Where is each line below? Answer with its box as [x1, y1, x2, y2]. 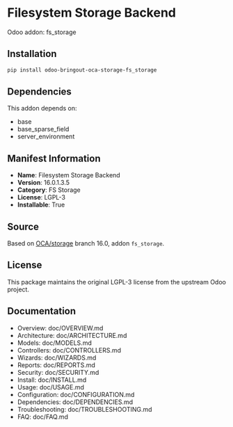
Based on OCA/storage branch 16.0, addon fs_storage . [7, 239, 165, 248]
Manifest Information [7, 152, 101, 164]
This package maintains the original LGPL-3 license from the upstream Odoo [7, 277, 226, 286]
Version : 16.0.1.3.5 [17, 179, 70, 187]
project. [7, 285, 30, 293]
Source [7, 220, 40, 232]
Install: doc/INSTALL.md [17, 376, 87, 384]
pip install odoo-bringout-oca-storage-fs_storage [7, 66, 157, 74]
